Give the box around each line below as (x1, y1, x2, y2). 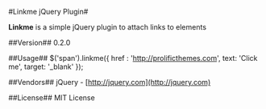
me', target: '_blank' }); (8, 62, 84, 71)
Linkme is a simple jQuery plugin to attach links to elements (8, 22, 207, 31)
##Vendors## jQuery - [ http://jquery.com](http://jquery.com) (8, 78, 211, 87)
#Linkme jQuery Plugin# (8, 7, 89, 16)
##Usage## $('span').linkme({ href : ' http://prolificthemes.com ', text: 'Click (8, 54, 258, 63)
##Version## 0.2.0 (8, 38, 71, 47)
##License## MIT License (8, 93, 95, 103)
